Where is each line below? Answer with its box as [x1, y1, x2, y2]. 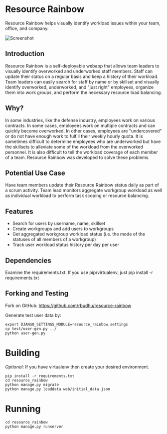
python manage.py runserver [5, 424, 64, 429]
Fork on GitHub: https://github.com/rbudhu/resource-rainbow [5, 302, 132, 308]
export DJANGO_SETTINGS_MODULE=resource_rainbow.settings [5, 321, 128, 327]
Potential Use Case [5, 168, 66, 177]
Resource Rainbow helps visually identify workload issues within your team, [5, 20, 161, 26]
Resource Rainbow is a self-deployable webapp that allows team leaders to [5, 62, 160, 68]
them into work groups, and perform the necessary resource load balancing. [5, 89, 162, 95]
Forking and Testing [5, 289, 69, 298]
